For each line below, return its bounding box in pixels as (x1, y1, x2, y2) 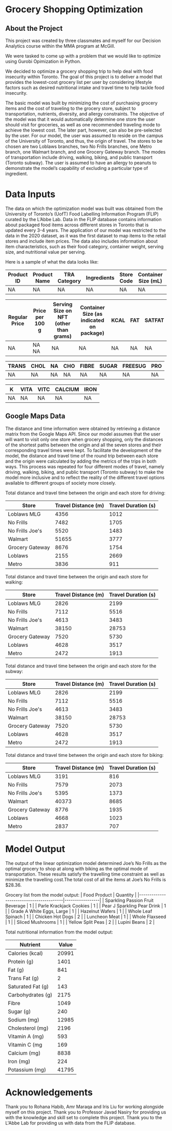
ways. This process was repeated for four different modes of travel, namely (5, 463, 165, 469)
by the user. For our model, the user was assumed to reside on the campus (5, 133, 164, 139)
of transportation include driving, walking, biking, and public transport (5, 155, 153, 160)
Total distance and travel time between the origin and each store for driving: (5, 490, 165, 496)
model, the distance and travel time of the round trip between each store (5, 452, 159, 459)
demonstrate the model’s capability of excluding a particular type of (5, 165, 148, 171)
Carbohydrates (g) (8, 991, 53, 998)
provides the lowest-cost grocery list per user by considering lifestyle (5, 79, 152, 85)
